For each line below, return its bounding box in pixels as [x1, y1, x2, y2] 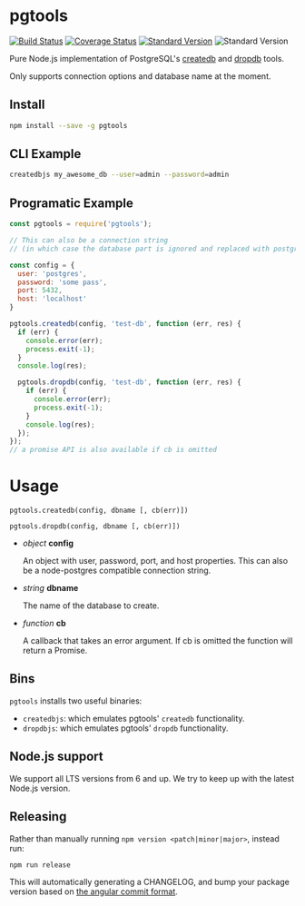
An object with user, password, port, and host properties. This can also [22, 556, 289, 566]
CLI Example [9, 146, 82, 162]
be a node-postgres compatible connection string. [22, 565, 212, 576]
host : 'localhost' [17, 294, 88, 304]
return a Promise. [22, 645, 88, 656]
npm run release [9, 860, 71, 870]
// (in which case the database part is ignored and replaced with [9, 244, 271, 253]
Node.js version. [9, 783, 71, 793]
